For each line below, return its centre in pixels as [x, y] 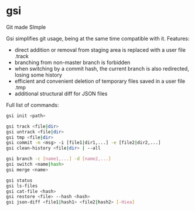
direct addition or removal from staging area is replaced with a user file [100, 50]
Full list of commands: [33, 105]
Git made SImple [26, 27]
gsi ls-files [22, 186]
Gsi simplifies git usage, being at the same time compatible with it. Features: [98, 38]
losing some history [38, 75]
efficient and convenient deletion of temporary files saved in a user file [100, 81]
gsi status [19, 180]
